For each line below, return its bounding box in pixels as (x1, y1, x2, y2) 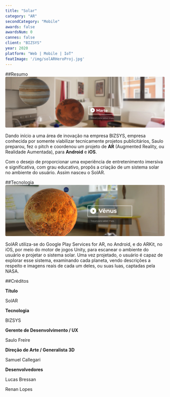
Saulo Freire (5, 337, 30, 343)
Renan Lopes (5, 386, 33, 392)
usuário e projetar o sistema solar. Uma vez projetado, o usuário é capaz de (5, 252, 163, 258)
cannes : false (5, 35, 35, 40)
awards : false (5, 24, 35, 29)
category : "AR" (5, 13, 37, 19)
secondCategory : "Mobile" (5, 19, 60, 24)
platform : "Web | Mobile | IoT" (5, 51, 73, 56)
